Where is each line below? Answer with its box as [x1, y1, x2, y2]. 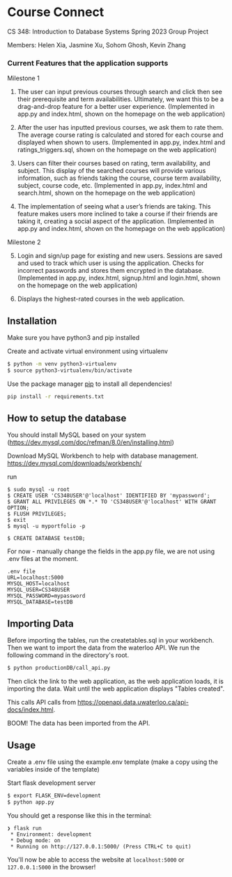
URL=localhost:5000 [7, 574, 64, 581]
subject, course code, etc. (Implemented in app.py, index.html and [17, 181, 208, 190]
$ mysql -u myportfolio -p [7, 523, 86, 530]
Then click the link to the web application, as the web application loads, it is [7, 677, 224, 686]
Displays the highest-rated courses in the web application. [17, 294, 185, 303]
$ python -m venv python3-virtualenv [7, 361, 117, 368]
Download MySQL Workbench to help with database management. [7, 451, 199, 460]
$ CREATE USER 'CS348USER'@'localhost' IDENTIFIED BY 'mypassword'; [7, 493, 210, 500]
